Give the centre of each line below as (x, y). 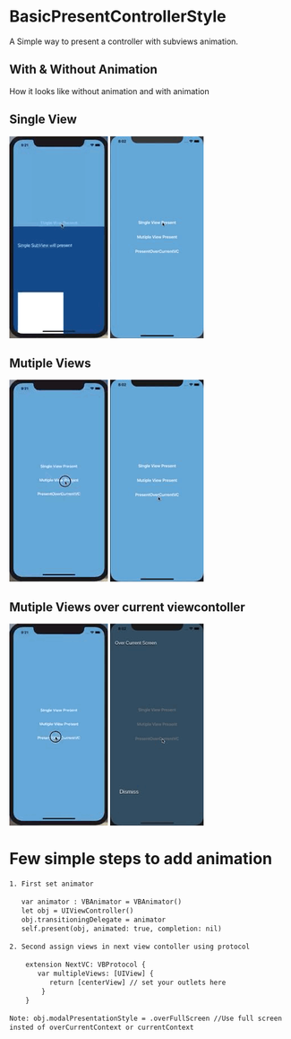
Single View (43, 120)
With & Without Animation (84, 70)
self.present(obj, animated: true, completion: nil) (121, 929)
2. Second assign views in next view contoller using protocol (130, 947)
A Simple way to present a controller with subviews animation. (124, 41)
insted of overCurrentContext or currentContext (102, 1028)
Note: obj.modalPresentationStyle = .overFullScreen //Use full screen (145, 1019)
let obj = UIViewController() (77, 911)
